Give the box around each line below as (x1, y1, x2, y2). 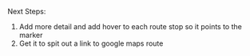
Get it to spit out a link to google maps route (18, 39, 164, 48)
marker (18, 31, 43, 39)
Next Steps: (7, 7, 46, 16)
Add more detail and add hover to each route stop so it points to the (18, 22, 243, 31)
